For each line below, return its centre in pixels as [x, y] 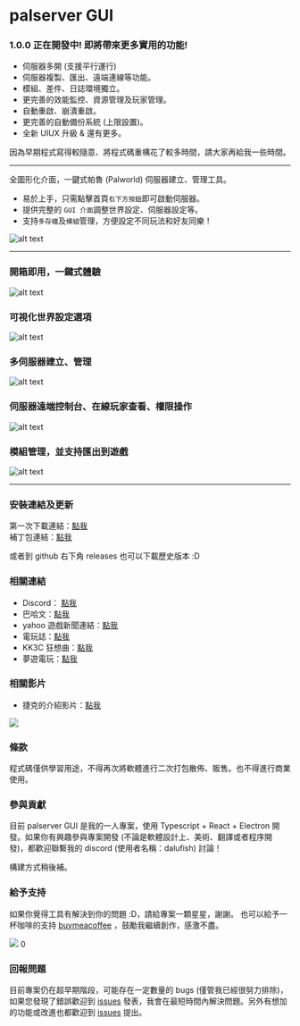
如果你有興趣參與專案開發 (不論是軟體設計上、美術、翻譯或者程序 [145, 837]
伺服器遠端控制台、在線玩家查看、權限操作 [101, 407]
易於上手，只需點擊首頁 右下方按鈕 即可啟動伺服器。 [113, 198]
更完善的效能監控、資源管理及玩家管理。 [96, 100]
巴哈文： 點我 [46, 614]
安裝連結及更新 [42, 504]
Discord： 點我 [50, 602]
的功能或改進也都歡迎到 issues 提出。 [78, 1013]
